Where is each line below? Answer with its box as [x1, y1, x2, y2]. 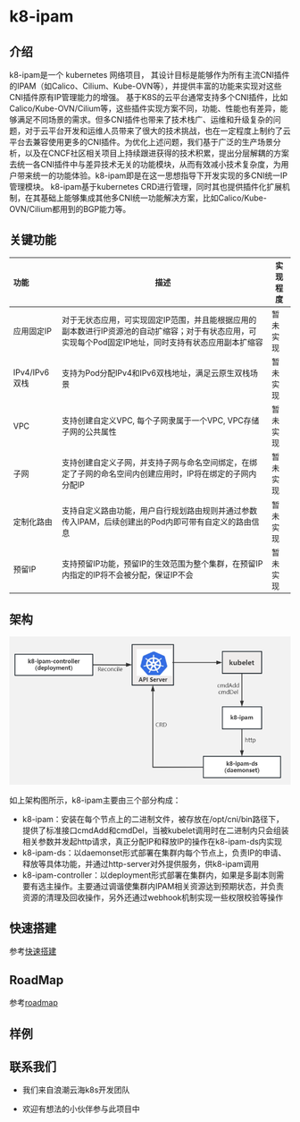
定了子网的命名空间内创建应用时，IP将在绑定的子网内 [62, 468, 257, 480]
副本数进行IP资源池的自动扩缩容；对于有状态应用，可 [62, 325, 257, 336]
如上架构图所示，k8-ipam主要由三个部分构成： [9, 795, 181, 805]
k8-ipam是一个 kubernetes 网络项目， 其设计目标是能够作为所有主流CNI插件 [9, 70, 290, 80]
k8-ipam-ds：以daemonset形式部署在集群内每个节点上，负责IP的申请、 [21, 847, 287, 858]
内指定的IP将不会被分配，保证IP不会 [62, 569, 194, 580]
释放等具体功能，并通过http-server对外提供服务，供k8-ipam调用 [21, 858, 260, 869]
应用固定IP [12, 325, 52, 336]
